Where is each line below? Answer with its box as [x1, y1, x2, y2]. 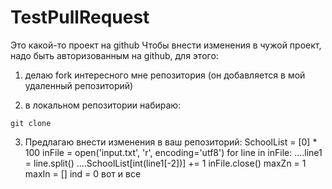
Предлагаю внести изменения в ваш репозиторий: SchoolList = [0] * [24, 136, 318, 148]
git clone [10, 118, 52, 128]
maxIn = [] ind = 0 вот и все [24, 167, 142, 180]
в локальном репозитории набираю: [24, 99, 182, 111]
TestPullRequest [10, 6, 150, 29]
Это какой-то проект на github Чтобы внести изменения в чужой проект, [10, 39, 322, 51]
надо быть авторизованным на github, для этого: [10, 49, 219, 61]
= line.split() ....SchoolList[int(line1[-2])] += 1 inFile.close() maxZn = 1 [24, 157, 307, 169]
